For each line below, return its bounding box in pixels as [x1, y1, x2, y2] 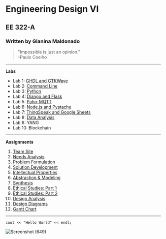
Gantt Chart [12, 206, 36, 212]
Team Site [12, 149, 33, 154]
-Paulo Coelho [17, 54, 47, 60]
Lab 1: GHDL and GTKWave [12, 78, 68, 84]
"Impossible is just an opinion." [17, 49, 80, 55]
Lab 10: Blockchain [12, 124, 51, 131]
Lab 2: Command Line [12, 83, 58, 89]
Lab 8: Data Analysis [12, 114, 55, 120]
